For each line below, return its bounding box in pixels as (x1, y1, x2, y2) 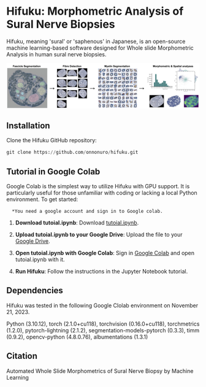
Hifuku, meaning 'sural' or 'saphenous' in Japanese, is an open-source (6, 37, 186, 45)
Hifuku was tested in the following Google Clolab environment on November (6, 302, 198, 309)
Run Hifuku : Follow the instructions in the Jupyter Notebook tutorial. (15, 268, 188, 275)
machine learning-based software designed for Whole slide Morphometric (6, 44, 194, 52)
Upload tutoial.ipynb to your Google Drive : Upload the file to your (15, 231, 183, 239)
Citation (6, 351, 38, 361)
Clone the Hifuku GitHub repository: (6, 137, 97, 144)
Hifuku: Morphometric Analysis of (6, 4, 184, 18)
